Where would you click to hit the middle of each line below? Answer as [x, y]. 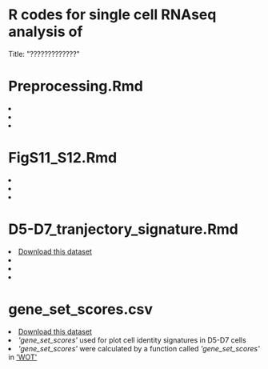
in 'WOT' [23, 357]
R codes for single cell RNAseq [112, 15]
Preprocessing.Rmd [76, 86]
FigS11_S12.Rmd [63, 158]
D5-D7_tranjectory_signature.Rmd [123, 229]
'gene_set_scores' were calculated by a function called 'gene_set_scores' [139, 348]
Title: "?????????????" [44, 54]
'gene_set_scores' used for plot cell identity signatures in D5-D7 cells [132, 340]
